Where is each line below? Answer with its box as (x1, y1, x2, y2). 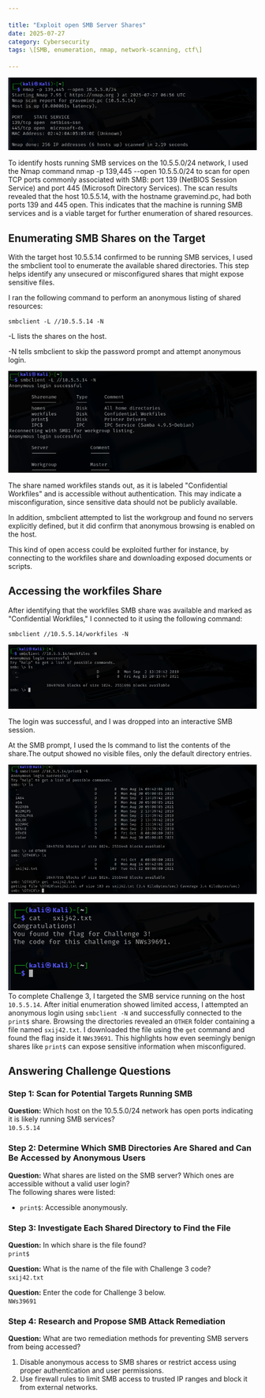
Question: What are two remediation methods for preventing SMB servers (8, 1334, 248, 1343)
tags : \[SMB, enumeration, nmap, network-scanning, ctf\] (8, 46, 203, 55)
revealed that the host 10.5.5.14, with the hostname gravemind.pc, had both (8, 192, 252, 202)
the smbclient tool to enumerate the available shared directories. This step (8, 261, 250, 270)
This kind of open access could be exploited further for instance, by (8, 545, 229, 554)
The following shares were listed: (8, 1187, 116, 1196)
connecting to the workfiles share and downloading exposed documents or (8, 553, 252, 563)
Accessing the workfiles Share (8, 585, 162, 598)
